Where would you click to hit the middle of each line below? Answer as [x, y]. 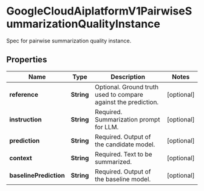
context [21, 158]
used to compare [119, 94]
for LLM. [107, 127]
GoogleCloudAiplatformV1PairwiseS [99, 11]
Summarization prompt [127, 119]
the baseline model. [123, 179]
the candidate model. [125, 144]
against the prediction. [127, 102]
